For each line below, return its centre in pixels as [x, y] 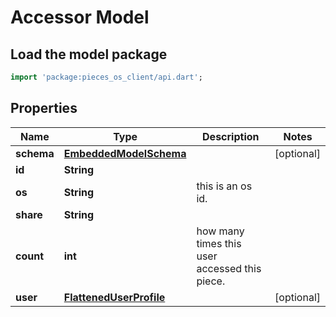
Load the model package [89, 54]
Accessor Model [80, 17]
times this [219, 243]
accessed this [229, 268]
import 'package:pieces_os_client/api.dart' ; [106, 77]
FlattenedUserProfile [114, 297]
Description [231, 136]
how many [220, 231]
